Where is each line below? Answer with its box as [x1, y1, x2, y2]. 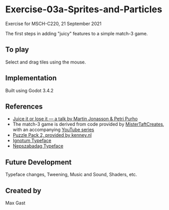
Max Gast [5, 200, 26, 206]
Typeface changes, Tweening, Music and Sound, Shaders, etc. [5, 172, 137, 178]
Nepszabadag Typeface [12, 143, 64, 149]
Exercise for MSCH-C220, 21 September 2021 [5, 20, 102, 27]
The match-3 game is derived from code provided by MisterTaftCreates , [12, 121, 164, 128]
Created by [5, 186, 42, 195]
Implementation [5, 74, 57, 82]
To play [5, 45, 29, 54]
